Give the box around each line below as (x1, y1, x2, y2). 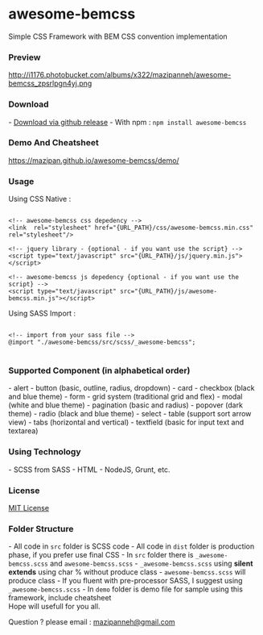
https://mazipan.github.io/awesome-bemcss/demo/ (8, 155, 179, 165)
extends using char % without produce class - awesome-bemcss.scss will (8, 567, 246, 577)
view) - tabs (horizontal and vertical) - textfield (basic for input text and (8, 417, 245, 428)
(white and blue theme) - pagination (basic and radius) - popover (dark (8, 400, 244, 410)
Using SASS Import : (8, 308, 76, 319)
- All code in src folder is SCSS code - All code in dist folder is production (8, 541, 255, 551)
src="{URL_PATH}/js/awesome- (119, 287, 218, 295)
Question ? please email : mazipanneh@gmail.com (8, 617, 175, 627)
